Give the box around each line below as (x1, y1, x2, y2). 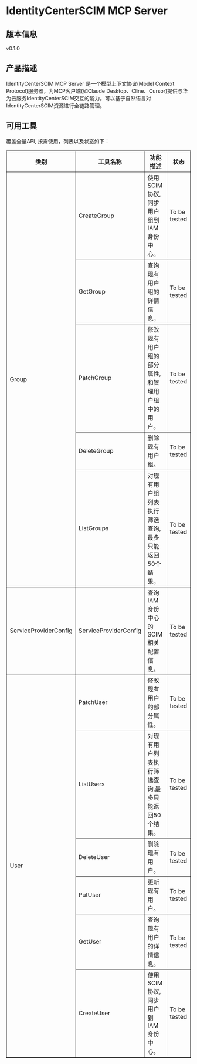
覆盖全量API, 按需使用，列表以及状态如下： (6, 137, 110, 144)
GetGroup (78, 287, 106, 295)
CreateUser (78, 1009, 110, 1017)
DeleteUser (78, 853, 110, 861)
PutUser (78, 891, 101, 899)
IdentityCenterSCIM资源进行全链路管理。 (6, 102, 106, 109)
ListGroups (78, 524, 109, 532)
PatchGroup (78, 373, 112, 382)
